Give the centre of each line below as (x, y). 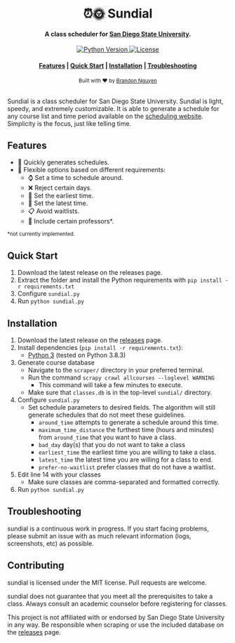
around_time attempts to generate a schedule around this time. (128, 422)
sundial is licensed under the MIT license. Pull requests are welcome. (107, 583)
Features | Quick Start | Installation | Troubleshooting (118, 65)
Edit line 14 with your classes (59, 475)
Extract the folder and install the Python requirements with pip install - (123, 280)
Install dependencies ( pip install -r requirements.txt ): (100, 348)
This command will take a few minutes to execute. (110, 385)
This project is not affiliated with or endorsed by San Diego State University (116, 617)
